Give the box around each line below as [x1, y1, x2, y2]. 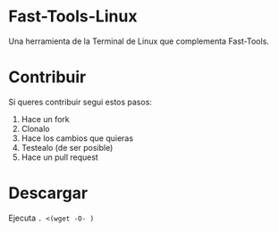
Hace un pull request [21, 152, 99, 162]
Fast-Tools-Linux [8, 6, 138, 27]
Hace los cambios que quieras [21, 132, 134, 144]
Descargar [8, 183, 88, 203]
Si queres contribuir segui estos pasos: [8, 96, 153, 107]
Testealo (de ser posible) [21, 142, 114, 153]
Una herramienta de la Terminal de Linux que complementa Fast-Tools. [8, 36, 270, 46]
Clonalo [21, 123, 50, 134]
